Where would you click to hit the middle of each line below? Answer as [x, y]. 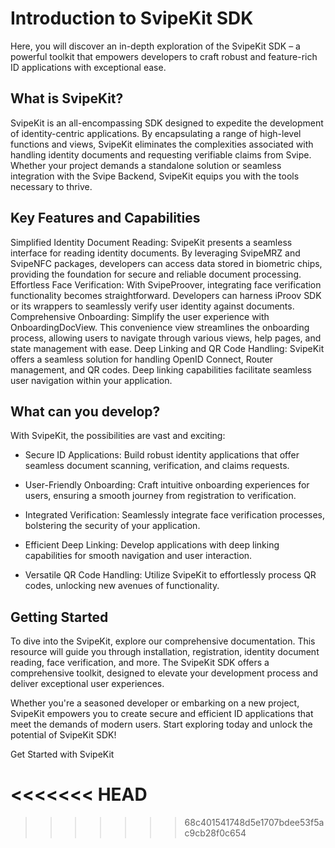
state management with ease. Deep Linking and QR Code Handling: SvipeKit [167, 348]
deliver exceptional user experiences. [87, 684]
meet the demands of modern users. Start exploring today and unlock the [161, 724]
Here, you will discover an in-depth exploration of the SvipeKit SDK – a [155, 46]
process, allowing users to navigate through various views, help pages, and [166, 338]
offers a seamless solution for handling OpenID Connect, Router [142, 359]
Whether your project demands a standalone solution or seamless [146, 165]
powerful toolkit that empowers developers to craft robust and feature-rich [164, 56]
